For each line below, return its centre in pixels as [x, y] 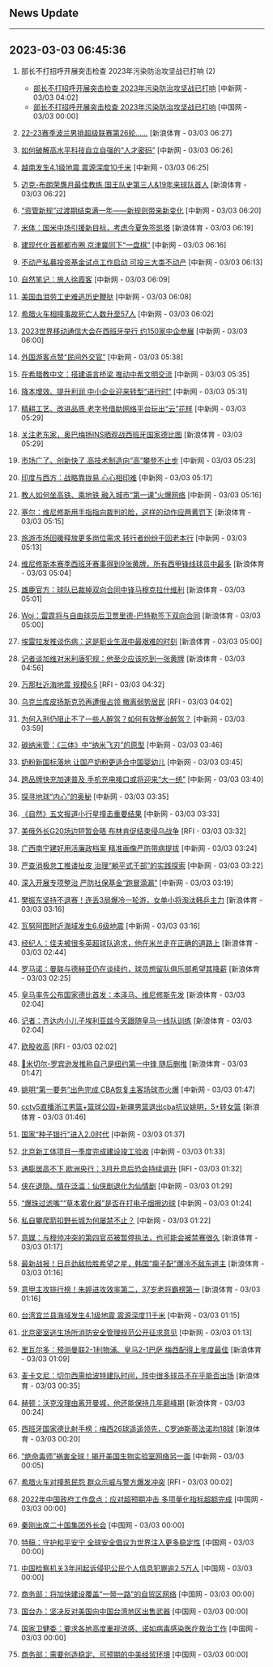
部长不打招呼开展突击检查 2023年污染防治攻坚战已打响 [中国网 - [140, 107]
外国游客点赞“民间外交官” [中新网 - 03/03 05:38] [102, 357]
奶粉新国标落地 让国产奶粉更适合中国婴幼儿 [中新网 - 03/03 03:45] [132, 762]
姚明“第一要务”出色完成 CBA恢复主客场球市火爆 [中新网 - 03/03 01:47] [138, 1089]
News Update [44, 13]
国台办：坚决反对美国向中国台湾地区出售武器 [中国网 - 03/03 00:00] [134, 1611]
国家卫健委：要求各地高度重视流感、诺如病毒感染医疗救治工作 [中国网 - [139, 1628]
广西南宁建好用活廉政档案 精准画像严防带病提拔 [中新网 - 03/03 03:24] [139, 848]
